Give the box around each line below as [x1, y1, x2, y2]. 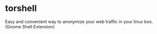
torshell [5, 3, 37, 14]
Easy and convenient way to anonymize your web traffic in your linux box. [5, 19, 153, 24]
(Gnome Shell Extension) [5, 23, 55, 29]
